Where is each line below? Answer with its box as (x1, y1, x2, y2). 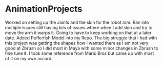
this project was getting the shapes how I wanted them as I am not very (5, 40, 149, 46)
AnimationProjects (5, 3, 82, 15)
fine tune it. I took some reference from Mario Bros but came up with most (5, 50, 154, 56)
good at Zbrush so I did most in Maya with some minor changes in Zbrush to (5, 45, 159, 51)
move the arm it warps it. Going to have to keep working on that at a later (5, 30, 152, 35)
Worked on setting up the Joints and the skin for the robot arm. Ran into (5, 19, 149, 25)
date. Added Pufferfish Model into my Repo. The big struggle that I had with (5, 35, 157, 41)
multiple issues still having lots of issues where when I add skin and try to (5, 24, 153, 30)
